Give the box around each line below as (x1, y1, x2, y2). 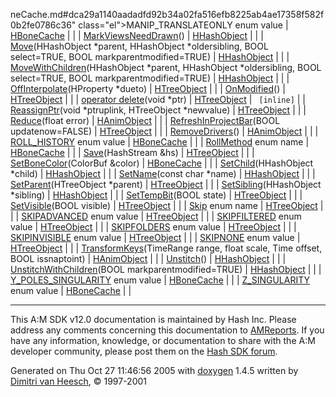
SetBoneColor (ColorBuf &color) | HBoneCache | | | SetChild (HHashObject (10, 157, 314, 169)
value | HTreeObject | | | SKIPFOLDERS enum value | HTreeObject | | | (10, 221, 297, 233)
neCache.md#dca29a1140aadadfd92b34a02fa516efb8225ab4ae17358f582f (10, 9, 325, 20)
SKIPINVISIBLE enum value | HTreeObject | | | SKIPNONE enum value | (10, 232, 301, 243)
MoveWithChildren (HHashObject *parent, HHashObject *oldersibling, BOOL (10, 62, 322, 73)
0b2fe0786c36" (10, 19, 77, 31)
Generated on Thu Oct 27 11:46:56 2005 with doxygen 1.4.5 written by (10, 365, 299, 376)
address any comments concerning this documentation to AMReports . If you (10, 324, 325, 336)
